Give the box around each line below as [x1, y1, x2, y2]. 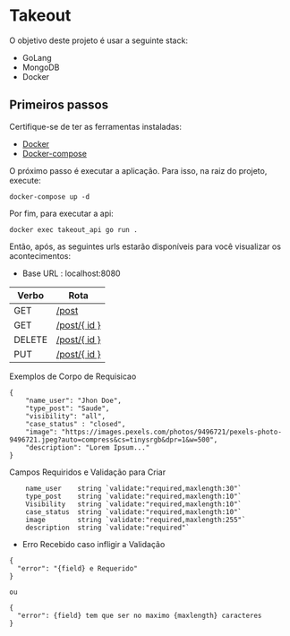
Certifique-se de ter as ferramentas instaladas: [9, 121, 182, 132]
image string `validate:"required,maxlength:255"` [25, 515, 246, 524]
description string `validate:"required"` [25, 523, 191, 532]
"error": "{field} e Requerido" [17, 563, 139, 573]
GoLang [21, 52, 52, 63]
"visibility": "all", [25, 411, 106, 421]
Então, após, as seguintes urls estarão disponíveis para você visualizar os [9, 241, 282, 252]
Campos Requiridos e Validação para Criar [9, 467, 166, 477]
